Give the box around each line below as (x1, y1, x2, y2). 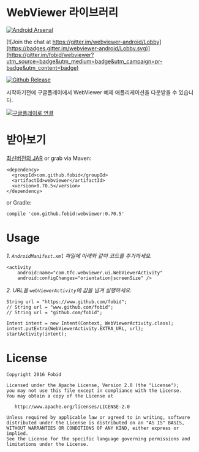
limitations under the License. (6, 441, 89, 447)
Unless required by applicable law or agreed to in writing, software (6, 414, 190, 420)
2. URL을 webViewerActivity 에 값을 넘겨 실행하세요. (6, 286, 132, 294)
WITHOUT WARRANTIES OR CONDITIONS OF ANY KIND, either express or (6, 425, 179, 431)
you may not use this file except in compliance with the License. (6, 387, 182, 394)
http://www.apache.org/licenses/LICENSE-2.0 (14, 404, 130, 410)
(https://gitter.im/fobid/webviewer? (6, 51, 94, 58)
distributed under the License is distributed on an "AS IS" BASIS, (6, 420, 185, 426)
